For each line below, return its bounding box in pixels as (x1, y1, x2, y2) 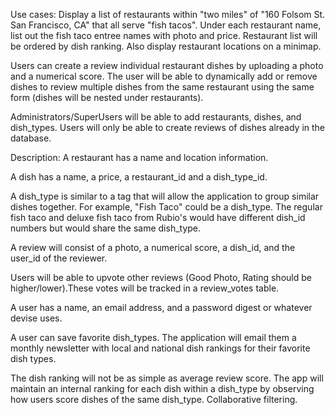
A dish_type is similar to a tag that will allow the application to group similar (10, 190, 320, 202)
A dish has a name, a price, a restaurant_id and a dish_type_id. (10, 171, 268, 183)
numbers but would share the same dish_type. (10, 222, 202, 234)
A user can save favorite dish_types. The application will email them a (10, 332, 297, 343)
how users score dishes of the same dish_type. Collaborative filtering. (10, 394, 298, 405)
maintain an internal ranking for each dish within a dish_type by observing (10, 383, 315, 394)
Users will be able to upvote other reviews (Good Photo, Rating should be (10, 272, 312, 283)
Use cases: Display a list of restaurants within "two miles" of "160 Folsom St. (10, 9, 326, 20)
